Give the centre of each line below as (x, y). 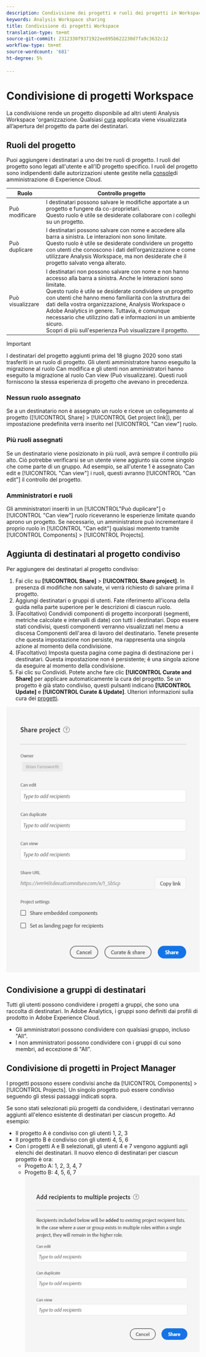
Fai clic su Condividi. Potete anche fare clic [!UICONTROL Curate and (103, 672)
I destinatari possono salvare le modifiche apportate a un (117, 202)
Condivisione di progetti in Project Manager (91, 1068)
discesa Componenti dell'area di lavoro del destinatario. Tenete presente (107, 633)
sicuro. (54, 324)
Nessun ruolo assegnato (44, 398)
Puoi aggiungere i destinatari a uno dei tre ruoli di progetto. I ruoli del (93, 160)
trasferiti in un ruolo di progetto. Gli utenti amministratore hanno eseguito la (101, 362)
